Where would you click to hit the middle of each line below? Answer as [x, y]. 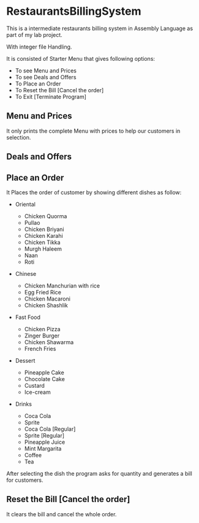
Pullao [32, 222]
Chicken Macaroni [47, 299]
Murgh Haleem [43, 249]
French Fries [40, 348]
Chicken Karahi [43, 235]
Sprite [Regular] [44, 435]
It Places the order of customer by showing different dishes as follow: [94, 192]
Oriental [25, 204]
